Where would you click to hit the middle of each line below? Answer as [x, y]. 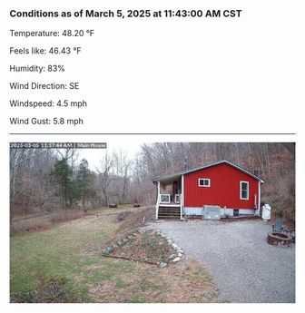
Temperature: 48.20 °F [52, 34]
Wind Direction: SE [44, 86]
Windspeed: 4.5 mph [49, 103]
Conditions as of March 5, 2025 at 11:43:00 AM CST [126, 14]
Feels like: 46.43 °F [45, 51]
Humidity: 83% [38, 68]
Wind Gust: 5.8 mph [46, 122]
